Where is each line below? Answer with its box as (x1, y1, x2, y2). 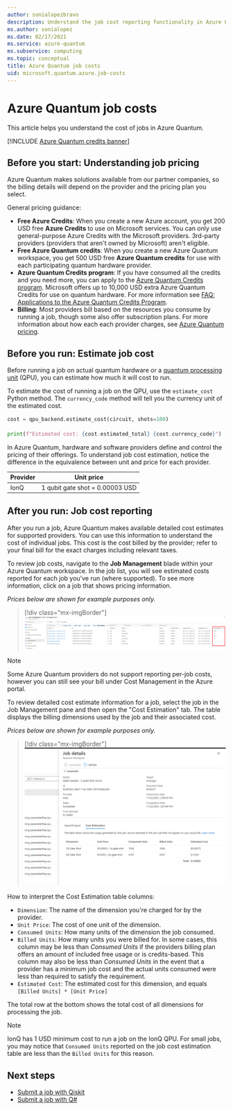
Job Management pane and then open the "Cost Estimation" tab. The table (7, 705, 221, 714)
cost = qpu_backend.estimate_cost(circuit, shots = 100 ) (7, 416, 169, 423)
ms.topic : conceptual (7, 55, 70, 62)
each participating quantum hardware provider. (17, 261, 153, 270)
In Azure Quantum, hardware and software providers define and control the (7, 443, 223, 451)
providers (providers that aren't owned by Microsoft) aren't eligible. (17, 239, 210, 248)
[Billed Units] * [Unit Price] (17, 989, 108, 996)
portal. (7, 684, 26, 693)
